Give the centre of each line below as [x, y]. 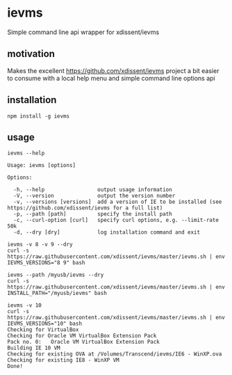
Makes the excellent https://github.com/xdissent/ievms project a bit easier [113, 70]
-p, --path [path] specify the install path [93, 214]
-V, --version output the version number [94, 196]
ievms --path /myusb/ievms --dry [56, 275]
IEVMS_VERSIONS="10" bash [44, 324]
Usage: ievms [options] [42, 166]
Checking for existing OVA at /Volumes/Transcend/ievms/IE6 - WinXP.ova [115, 354]
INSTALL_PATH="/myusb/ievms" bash [57, 294]
